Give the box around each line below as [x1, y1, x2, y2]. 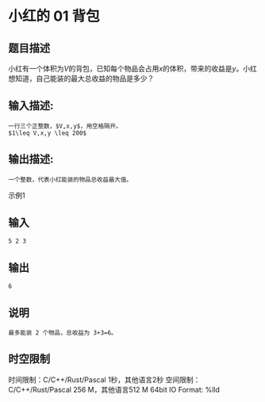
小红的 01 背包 [8, 7, 101, 25]
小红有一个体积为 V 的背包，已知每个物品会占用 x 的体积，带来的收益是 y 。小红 [8, 64, 258, 73]
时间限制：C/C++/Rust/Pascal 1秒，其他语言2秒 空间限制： [8, 374, 201, 385]
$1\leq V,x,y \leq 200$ [8, 128, 87, 137]
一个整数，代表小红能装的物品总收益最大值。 [8, 175, 132, 183]
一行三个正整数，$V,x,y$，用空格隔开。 [8, 122, 122, 130]
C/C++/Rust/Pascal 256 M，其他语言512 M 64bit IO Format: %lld [8, 385, 221, 394]
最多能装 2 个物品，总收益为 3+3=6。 [8, 329, 117, 337]
